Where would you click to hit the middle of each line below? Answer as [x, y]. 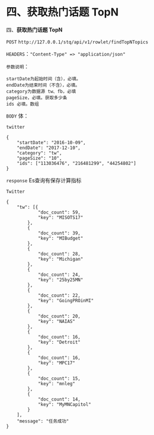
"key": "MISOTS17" [60, 217]
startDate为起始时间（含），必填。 [44, 79]
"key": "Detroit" [59, 342]
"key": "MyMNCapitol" [65, 404]
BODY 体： [17, 116]
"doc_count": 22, [59, 295]
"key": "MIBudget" [60, 238]
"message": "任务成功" [43, 421]
